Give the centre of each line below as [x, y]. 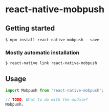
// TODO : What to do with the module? [47, 100]
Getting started [30, 28]
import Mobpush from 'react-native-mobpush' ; [54, 91]
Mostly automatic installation [42, 52]
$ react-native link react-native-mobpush [51, 63]
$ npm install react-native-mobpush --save [52, 40]
